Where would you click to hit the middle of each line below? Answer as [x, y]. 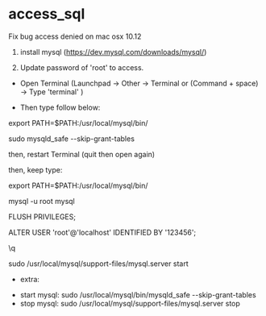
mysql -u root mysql [42, 201]
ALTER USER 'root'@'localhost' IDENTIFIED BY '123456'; [102, 232]
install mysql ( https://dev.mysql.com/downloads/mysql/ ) [113, 52]
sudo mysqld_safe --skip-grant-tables [72, 139]
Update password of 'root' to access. [82, 67]
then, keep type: [35, 169]
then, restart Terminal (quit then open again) [82, 154]
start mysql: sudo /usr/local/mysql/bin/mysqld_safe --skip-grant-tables [138, 294]
